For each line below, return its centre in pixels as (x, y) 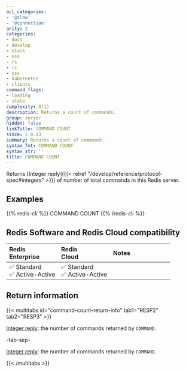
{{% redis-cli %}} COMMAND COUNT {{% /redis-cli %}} (76, 214)
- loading (19, 95)
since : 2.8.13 (24, 135)
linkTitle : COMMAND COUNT (38, 129)
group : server (24, 118)
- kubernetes (22, 79)
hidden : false (24, 124)
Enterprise (25, 257)
